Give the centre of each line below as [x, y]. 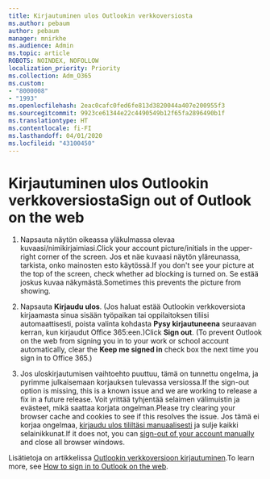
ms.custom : [27, 83]
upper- [241, 248]
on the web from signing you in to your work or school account [125, 341]
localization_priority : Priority [64, 69]
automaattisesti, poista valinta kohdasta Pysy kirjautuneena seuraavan [138, 324]
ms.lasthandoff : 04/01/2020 [56, 135]
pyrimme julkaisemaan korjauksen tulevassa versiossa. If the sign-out [135, 382]
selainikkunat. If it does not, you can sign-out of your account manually [137, 434]
